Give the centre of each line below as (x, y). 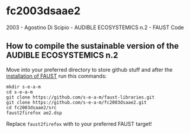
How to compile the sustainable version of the (93, 46)
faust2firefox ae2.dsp (34, 113)
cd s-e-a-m (20, 92)
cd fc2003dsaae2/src (32, 107)
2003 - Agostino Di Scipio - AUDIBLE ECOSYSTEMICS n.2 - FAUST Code (95, 27)
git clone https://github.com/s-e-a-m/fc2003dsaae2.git (76, 102)
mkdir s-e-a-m (24, 87)
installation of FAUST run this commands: (57, 76)
